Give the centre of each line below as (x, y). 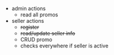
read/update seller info (48, 33)
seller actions (28, 21)
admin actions (28, 8)
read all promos (39, 15)
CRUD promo (36, 39)
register (30, 27)
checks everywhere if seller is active (64, 46)
